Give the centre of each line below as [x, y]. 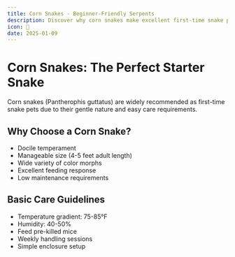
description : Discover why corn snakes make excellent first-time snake [115, 20]
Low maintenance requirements [63, 178]
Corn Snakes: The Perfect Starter [106, 68]
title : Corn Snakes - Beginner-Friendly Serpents [81, 14]
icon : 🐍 [19, 27]
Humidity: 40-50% [44, 223]
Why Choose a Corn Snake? [69, 131]
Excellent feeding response [57, 170]
